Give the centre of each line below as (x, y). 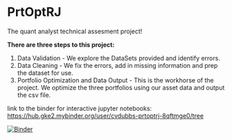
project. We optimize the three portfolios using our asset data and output (121, 87)
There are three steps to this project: (61, 44)
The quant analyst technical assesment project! (75, 31)
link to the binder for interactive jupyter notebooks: (80, 108)
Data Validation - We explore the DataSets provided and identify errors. (118, 58)
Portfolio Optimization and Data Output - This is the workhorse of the (115, 80)
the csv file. (34, 95)
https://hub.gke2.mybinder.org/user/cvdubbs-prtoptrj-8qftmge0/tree (106, 116)
